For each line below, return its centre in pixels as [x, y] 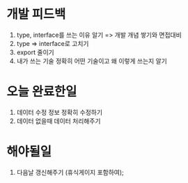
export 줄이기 [35, 52]
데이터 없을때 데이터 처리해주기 [58, 121]
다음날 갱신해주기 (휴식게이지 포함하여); [70, 172]
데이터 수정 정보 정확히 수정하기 [59, 112]
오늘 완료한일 [42, 92]
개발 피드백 [36, 14]
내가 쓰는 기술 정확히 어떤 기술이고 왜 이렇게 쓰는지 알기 [92, 61]
